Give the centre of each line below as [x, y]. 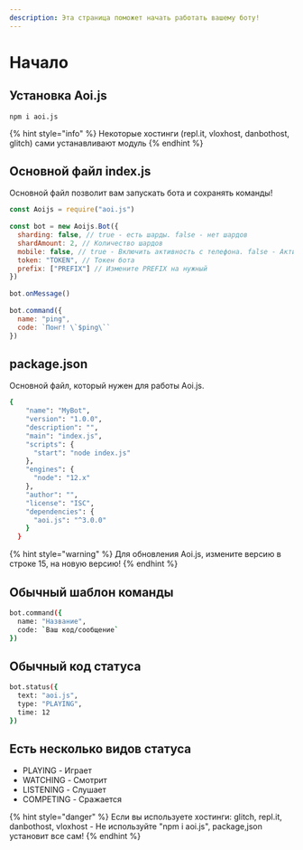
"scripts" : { [50, 444]
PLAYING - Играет [57, 770]
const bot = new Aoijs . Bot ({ [64, 227]
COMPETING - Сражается [72, 799]
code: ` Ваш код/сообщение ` [68, 629]
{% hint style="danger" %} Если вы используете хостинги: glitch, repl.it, [146, 817]
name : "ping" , [44, 319]
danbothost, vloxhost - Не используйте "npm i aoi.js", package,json [136, 826]
